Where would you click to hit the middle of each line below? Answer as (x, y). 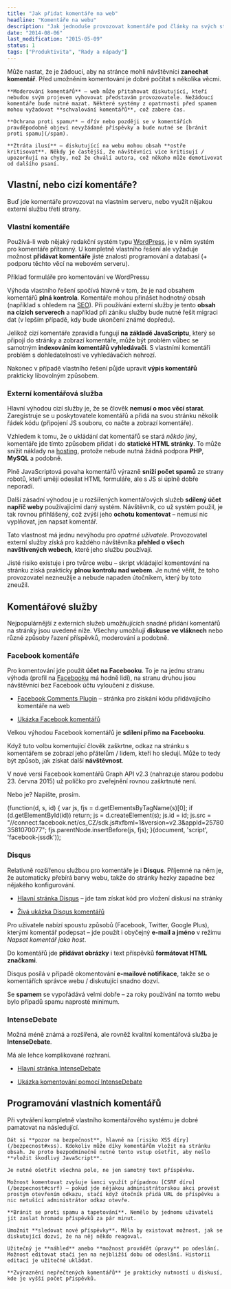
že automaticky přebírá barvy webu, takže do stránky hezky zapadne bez (111, 877)
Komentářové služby (53, 607)
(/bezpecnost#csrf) (35, 1188)
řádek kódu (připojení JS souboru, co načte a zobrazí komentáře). (100, 423)
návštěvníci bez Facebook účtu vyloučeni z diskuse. (81, 685)
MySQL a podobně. (35, 458)
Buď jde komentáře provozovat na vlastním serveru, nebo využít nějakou (110, 201)
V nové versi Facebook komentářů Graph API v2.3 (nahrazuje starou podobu (115, 774)
